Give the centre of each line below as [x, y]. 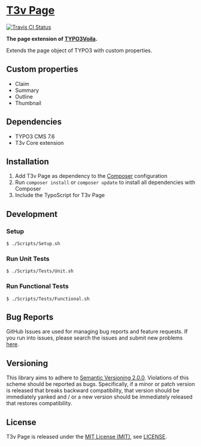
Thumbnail [28, 103]
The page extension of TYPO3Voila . [52, 38]
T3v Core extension [39, 142]
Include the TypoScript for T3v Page [60, 195]
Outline [24, 96]
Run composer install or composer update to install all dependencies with [105, 182]
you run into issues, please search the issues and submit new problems [94, 338]
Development [32, 214]
